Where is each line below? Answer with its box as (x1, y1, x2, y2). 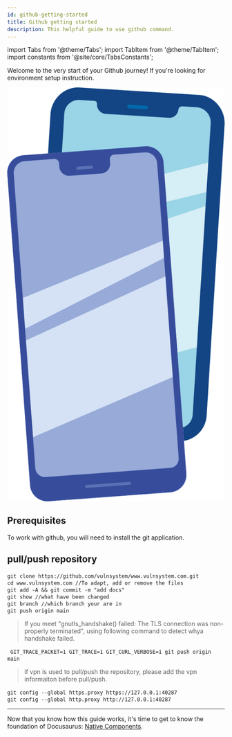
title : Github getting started (7, 18, 97, 26)
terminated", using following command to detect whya (50, 627, 204, 635)
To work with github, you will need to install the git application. (7, 533, 185, 542)
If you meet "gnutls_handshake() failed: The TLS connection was (23, 619, 209, 628)
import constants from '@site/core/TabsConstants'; (7, 53, 153, 62)
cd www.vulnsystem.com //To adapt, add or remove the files (7, 579, 184, 587)
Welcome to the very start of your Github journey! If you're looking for (7, 66, 206, 75)
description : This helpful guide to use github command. (7, 26, 175, 33)
